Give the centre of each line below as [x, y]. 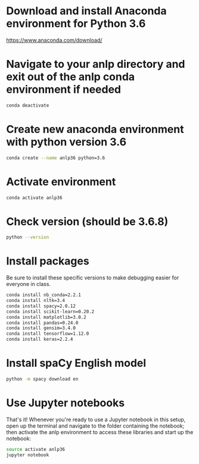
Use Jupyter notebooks [66, 403]
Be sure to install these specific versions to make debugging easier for [93, 278]
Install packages [48, 261]
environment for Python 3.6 [76, 24]
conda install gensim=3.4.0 [41, 328]
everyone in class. [29, 284]
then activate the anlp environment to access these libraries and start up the [100, 432]
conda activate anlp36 [34, 198]
